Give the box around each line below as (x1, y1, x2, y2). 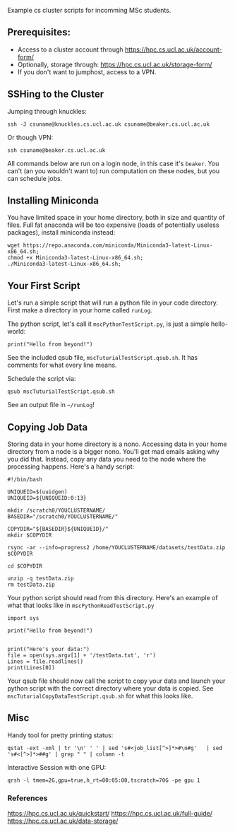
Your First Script (7, 279, 80, 292)
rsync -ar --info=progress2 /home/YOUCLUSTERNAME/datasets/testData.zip (7, 544, 226, 551)
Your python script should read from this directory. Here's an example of (7, 594, 218, 602)
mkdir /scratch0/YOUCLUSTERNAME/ (7, 507, 106, 515)
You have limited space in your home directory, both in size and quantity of (7, 213, 225, 222)
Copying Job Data (7, 421, 88, 433)
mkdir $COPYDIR (7, 532, 52, 539)
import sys (7, 615, 40, 622)
